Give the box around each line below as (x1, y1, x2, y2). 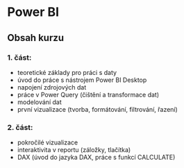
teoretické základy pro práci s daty (17, 68, 117, 76)
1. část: (7, 53, 32, 62)
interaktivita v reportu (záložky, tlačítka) (17, 146, 131, 154)
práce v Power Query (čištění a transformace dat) (17, 90, 160, 99)
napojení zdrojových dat (17, 83, 87, 91)
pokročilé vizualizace (17, 138, 78, 146)
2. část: (7, 122, 33, 132)
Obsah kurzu (7, 32, 65, 44)
